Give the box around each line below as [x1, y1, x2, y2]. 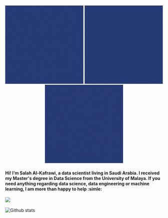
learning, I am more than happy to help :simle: [5, 186, 102, 192]
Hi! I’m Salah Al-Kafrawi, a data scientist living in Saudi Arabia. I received [5, 170, 160, 176]
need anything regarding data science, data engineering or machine [5, 180, 149, 186]
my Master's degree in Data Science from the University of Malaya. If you [5, 175, 160, 181]
